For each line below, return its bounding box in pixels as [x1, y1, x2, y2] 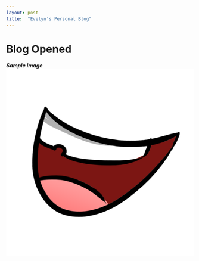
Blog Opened [6, 42, 72, 56]
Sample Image [6, 62, 43, 69]
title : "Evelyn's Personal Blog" [6, 15, 92, 22]
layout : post [6, 10, 39, 15]
